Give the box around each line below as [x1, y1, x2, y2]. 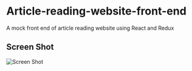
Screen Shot [6, 42, 54, 52]
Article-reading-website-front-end [6, 4, 187, 18]
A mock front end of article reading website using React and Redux [6, 24, 174, 32]
